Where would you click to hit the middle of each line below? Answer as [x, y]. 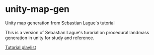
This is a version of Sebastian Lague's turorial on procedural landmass [77, 32]
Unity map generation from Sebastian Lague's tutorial [60, 23]
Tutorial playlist [21, 47]
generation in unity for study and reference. [50, 38]
